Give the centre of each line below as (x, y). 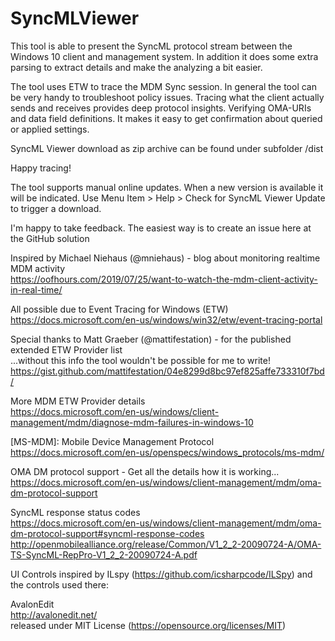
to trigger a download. (56, 208)
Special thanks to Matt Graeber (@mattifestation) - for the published (151, 339)
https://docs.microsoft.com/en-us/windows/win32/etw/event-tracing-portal (166, 319)
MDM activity (38, 268)
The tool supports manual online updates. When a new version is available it (167, 187)
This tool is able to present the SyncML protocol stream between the (151, 46)
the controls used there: (59, 584)
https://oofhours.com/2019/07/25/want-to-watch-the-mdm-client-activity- (164, 279)
